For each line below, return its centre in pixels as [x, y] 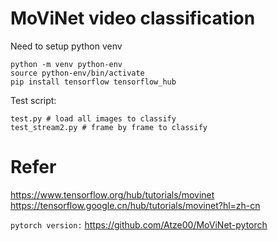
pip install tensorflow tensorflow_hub [93, 82]
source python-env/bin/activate [77, 73]
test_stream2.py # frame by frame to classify [109, 127]
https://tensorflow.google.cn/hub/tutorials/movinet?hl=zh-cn [135, 205]
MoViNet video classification [133, 18]
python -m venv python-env [66, 64]
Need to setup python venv [66, 46]
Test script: [33, 100]
